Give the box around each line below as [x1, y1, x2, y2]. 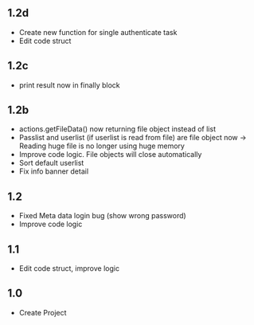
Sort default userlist [18, 159, 84, 168]
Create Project [18, 307, 67, 317]
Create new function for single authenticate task [18, 27, 178, 37]
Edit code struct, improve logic [18, 264, 120, 273]
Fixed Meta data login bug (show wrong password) [18, 211, 186, 221]
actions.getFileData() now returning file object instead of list [18, 124, 217, 134]
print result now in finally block [18, 80, 120, 90]
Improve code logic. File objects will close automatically [18, 150, 202, 159]
